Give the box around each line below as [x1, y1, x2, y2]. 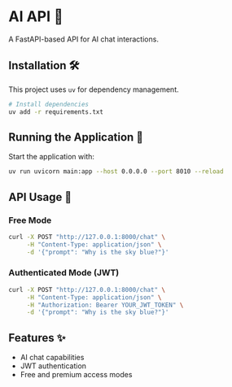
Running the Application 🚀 [8, 130, 144, 144]
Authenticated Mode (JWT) [8, 267, 120, 279]
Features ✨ [8, 331, 66, 345]
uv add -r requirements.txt [8, 107, 104, 116]
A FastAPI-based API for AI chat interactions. [8, 34, 159, 44]
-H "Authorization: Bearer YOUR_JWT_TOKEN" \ [26, 301, 184, 309]
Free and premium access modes [20, 370, 133, 380]
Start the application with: [8, 152, 95, 162]
